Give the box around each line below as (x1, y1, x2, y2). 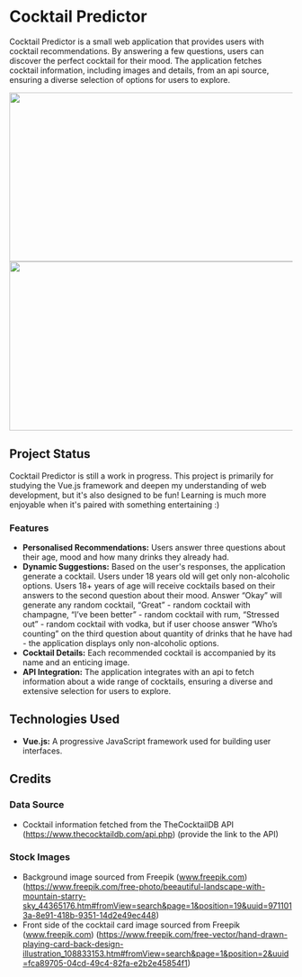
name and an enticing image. (22, 657, 130, 668)
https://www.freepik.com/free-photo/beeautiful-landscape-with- (25, 881, 266, 891)
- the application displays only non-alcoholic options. (22, 638, 220, 649)
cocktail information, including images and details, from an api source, (9, 65, 270, 76)
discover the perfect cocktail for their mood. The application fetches (9, 55, 262, 66)
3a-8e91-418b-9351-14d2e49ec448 (22, 909, 156, 920)
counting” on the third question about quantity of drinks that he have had (22, 628, 293, 639)
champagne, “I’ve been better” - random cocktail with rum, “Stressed (22, 609, 280, 620)
